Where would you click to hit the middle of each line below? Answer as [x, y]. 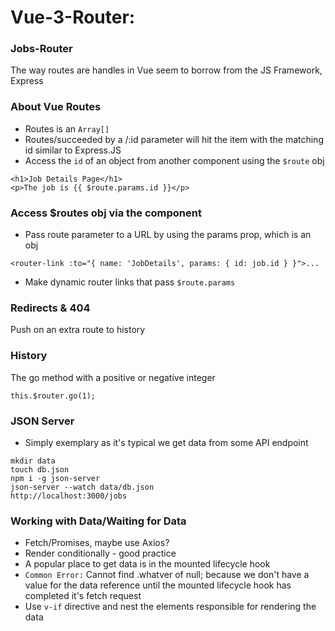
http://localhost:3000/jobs [69, 496]
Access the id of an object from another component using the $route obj [174, 160]
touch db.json [40, 469]
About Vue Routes [56, 107]
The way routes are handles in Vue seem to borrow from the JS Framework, [166, 70]
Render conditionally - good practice [100, 553]
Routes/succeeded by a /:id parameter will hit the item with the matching [174, 139]
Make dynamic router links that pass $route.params [130, 282]
